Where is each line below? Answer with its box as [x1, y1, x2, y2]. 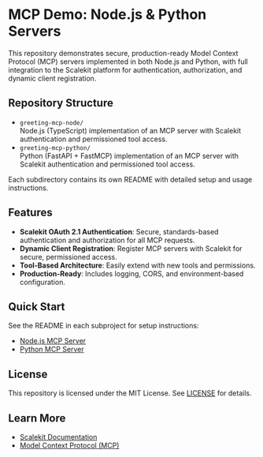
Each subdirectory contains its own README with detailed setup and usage [8, 174, 253, 184]
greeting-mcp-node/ [19, 118, 84, 127]
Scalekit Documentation [19, 433, 98, 441]
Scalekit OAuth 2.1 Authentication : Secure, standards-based [19, 227, 219, 236]
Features [8, 206, 53, 219]
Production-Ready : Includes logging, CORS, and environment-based [19, 268, 244, 278]
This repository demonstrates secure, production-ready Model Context [8, 48, 239, 58]
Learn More [8, 411, 66, 425]
